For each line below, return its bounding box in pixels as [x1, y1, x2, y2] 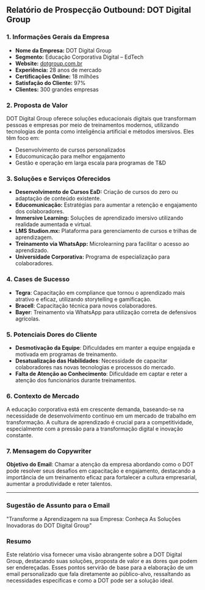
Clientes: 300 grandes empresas [15, 86, 99, 93]
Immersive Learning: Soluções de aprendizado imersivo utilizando [15, 214, 184, 222]
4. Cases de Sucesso [6, 275, 70, 284]
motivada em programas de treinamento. [15, 350, 118, 358]
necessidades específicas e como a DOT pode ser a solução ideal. [6, 577, 174, 584]
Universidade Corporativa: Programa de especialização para [15, 253, 170, 260]
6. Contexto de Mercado [6, 391, 79, 400]
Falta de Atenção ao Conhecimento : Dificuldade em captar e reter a [15, 370, 188, 377]
